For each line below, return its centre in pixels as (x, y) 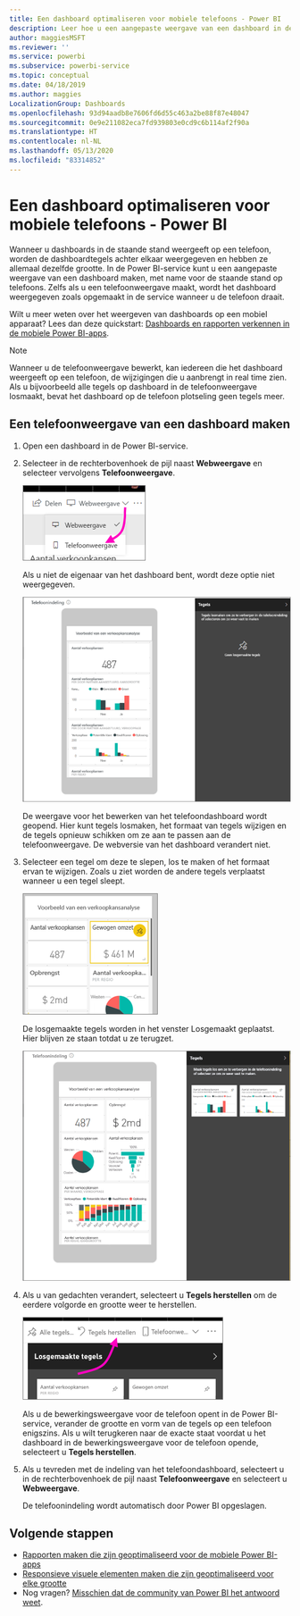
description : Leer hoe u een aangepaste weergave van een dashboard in (145, 28)
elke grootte (44, 1583)
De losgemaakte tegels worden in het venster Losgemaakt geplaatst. (148, 1028)
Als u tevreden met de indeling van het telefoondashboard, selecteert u (153, 1469)
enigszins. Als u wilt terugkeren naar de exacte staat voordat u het (144, 1433)
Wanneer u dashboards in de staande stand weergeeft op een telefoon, (141, 249)
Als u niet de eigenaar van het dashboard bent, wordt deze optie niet (148, 574)
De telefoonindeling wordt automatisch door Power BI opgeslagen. (144, 1505)
